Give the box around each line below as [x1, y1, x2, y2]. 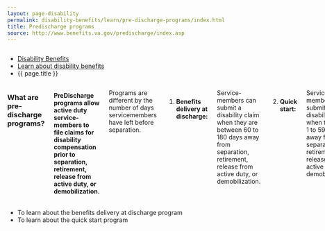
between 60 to [217, 126, 259, 134]
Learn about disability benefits [17, 62, 105, 70]
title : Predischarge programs [7, 23, 95, 30]
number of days [108, 103, 154, 112]
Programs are [108, 89, 148, 97]
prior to [53, 150, 76, 158]
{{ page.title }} [17, 69, 58, 78]
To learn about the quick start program [17, 216, 128, 224]
